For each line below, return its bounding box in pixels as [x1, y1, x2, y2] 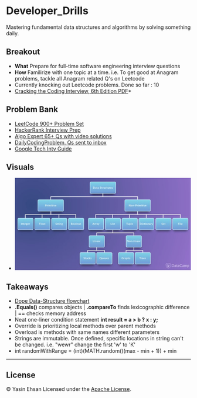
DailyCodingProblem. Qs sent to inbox [14, 139, 107, 146]
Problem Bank [6, 105, 59, 115]
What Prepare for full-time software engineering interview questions [14, 62, 181, 69]
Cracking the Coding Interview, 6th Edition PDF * [14, 87, 132, 95]
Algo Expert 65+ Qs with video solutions [14, 132, 113, 139]
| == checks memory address [14, 310, 87, 317]
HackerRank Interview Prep [14, 126, 81, 133]
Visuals [6, 162, 34, 172]
